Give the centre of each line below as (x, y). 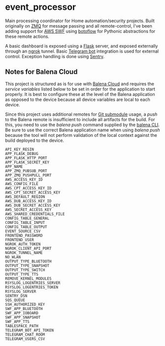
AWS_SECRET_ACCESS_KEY (28, 210)
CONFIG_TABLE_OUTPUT (26, 227)
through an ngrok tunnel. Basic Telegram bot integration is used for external (82, 51)
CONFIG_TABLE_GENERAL (27, 218)
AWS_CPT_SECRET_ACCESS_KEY (33, 192)
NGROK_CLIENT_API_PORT (28, 248)
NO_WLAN (13, 257)
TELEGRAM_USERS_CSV (25, 339)
